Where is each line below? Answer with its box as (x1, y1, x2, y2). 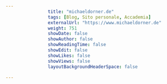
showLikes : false (47, 53, 91, 59)
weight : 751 (47, 25, 77, 31)
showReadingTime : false (47, 42, 107, 48)
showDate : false (47, 31, 88, 37)
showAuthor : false (47, 36, 93, 42)
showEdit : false (47, 47, 88, 53)
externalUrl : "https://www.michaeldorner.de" (47, 20, 162, 25)
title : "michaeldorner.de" (47, 8, 114, 15)
